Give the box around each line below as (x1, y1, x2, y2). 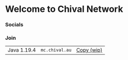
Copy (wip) (76, 47, 103, 54)
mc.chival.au (40, 47, 72, 53)
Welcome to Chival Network (5, 3, 124, 15)
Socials (5, 21, 23, 28)
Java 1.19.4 (7, 47, 36, 54)
